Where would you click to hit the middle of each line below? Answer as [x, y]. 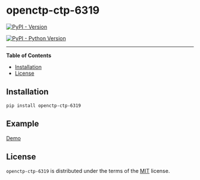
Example [23, 124]
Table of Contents [29, 55]
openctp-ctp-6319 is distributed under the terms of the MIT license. [88, 171]
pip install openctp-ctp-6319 [44, 105]
